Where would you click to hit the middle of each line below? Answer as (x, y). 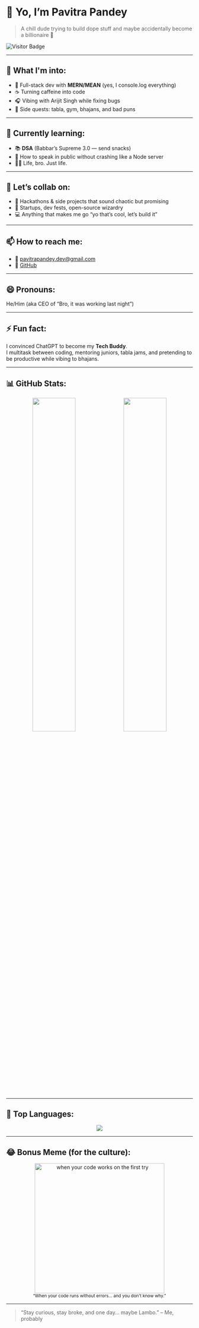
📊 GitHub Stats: (36, 384)
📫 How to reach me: (44, 242)
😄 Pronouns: (31, 290)
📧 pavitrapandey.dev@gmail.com (55, 259)
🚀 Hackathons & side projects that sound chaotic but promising (92, 201)
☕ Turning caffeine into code (50, 92)
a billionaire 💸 (37, 34)
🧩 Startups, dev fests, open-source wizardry (69, 208)
